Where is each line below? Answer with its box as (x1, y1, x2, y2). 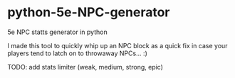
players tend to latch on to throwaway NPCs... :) (7, 49, 147, 57)
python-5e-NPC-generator (7, 4, 170, 21)
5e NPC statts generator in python (7, 28, 108, 36)
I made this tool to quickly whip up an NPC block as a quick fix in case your (7, 41, 228, 50)
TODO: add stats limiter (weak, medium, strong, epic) (7, 62, 164, 71)
